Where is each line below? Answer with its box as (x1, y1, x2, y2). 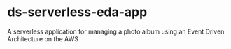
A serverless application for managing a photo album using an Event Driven (7, 27, 225, 36)
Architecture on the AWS (7, 34, 79, 43)
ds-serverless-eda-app (7, 4, 148, 20)
